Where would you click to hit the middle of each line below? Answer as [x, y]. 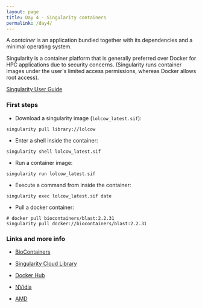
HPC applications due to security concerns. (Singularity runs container [94, 65]
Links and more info [36, 239]
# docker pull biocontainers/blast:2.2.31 [60, 218]
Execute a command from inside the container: [73, 185]
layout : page [23, 12]
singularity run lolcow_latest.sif [51, 174]
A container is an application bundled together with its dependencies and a [99, 40]
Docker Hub [30, 275]
